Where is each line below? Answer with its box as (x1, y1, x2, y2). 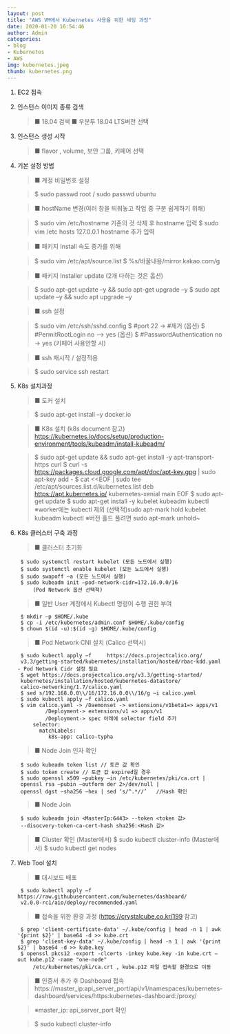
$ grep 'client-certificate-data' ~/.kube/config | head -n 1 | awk (20, 925, 222, 933)
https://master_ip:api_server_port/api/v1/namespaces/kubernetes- (34, 984, 223, 993)
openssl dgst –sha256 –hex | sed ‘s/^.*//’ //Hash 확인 (20, 788, 187, 795)
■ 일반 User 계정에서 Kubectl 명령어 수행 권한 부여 (34, 599, 172, 608)
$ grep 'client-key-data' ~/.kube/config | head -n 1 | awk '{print (20, 938, 222, 945)
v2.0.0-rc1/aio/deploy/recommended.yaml (20, 899, 138, 906)
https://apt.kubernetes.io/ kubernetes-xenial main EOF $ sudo (34, 489, 211, 498)
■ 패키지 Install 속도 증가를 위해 (34, 242, 121, 250)
